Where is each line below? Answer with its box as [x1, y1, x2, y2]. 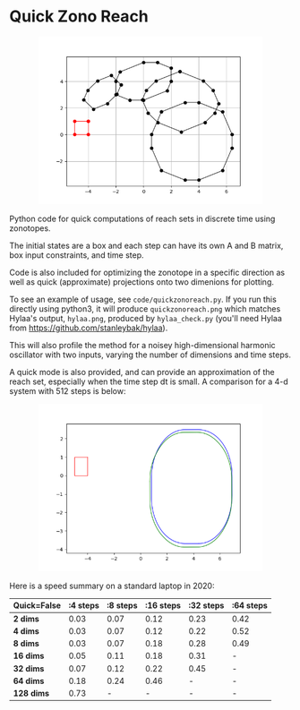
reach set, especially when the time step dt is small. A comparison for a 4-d [9, 376, 288, 387]
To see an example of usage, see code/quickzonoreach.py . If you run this [9, 294, 278, 304]
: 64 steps [231, 600, 269, 611]
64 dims [13, 675, 45, 686]
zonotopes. [9, 222, 51, 234]
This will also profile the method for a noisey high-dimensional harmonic [9, 339, 276, 350]
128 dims [13, 688, 50, 699]
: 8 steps [107, 600, 138, 611]
